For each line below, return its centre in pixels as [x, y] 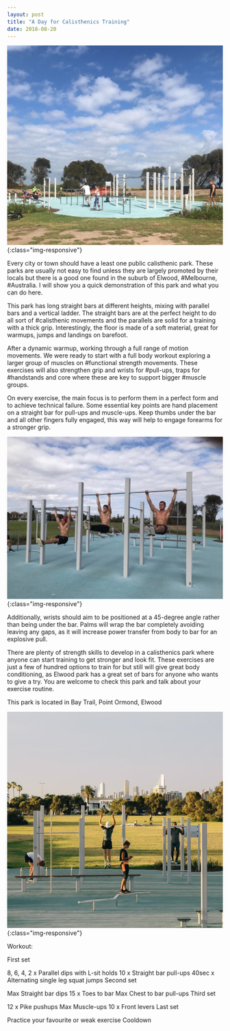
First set [18, 959]
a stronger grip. [29, 427]
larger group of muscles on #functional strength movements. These [102, 362]
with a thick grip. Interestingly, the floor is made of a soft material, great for [113, 327]
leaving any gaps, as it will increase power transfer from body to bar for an [112, 632]
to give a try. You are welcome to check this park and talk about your [104, 681]
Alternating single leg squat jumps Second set [72, 980]
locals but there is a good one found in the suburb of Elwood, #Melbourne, [112, 277]
